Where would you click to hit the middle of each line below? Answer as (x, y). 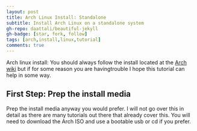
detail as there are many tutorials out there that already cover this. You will (98, 115)
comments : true (25, 46)
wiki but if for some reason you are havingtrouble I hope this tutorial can (95, 69)
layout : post (23, 12)
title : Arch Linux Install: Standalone (56, 17)
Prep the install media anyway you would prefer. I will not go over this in (95, 108)
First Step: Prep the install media (69, 94)
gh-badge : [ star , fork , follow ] (47, 34)
